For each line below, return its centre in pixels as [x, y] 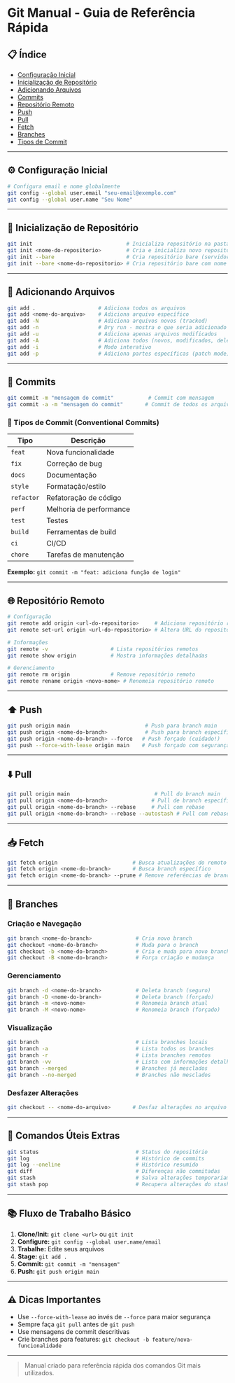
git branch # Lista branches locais [108, 1042]
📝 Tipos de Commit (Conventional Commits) [83, 423]
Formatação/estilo [76, 487]
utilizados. [39, 1372]
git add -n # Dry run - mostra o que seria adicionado [117, 328]
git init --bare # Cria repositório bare [103, 257]
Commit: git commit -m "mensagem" [69, 1264]
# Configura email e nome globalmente [64, 186]
